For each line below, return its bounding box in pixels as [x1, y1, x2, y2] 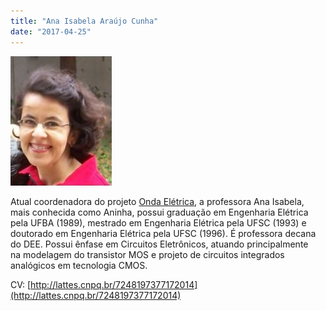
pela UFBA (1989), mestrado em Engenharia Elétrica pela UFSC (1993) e [10, 216, 307, 229]
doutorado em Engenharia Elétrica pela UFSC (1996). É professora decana [10, 227, 317, 239]
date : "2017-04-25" [10, 26, 92, 37]
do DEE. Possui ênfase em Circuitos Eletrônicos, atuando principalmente [10, 238, 309, 250]
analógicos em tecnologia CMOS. [10, 259, 148, 271]
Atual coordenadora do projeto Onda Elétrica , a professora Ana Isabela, [10, 195, 305, 207]
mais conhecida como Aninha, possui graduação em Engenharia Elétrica [10, 206, 309, 218]
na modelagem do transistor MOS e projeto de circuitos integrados [10, 248, 285, 260]
